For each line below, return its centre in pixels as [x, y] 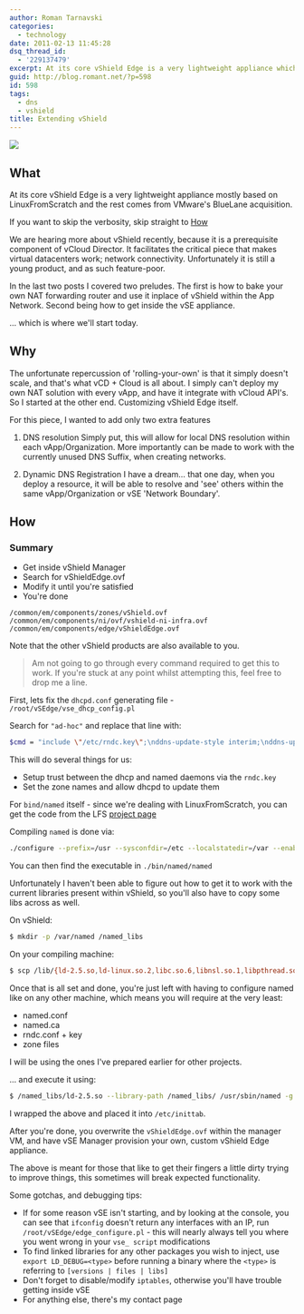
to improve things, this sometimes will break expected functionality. [135, 1177]
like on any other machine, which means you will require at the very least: [146, 997]
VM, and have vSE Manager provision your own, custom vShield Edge [139, 1141]
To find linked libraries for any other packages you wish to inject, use [151, 1251]
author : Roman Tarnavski [56, 18]
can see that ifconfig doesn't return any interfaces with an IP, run [146, 1222]
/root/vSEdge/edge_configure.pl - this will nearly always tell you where [156, 1231]
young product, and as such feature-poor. [87, 268]
